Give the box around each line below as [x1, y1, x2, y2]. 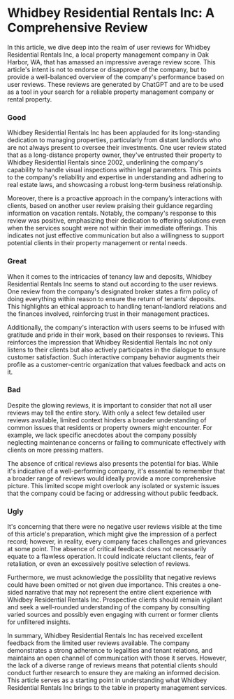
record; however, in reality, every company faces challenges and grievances [7, 537, 227, 546]
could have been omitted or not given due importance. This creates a [7, 581, 206, 589]
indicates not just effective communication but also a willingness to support [7, 231, 225, 240]
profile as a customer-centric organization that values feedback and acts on [7, 360, 226, 368]
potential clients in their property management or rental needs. [7, 239, 187, 247]
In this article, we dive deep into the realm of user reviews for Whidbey [7, 43, 211, 51]
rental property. [7, 95, 52, 103]
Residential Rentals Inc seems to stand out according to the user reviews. [7, 279, 219, 288]
